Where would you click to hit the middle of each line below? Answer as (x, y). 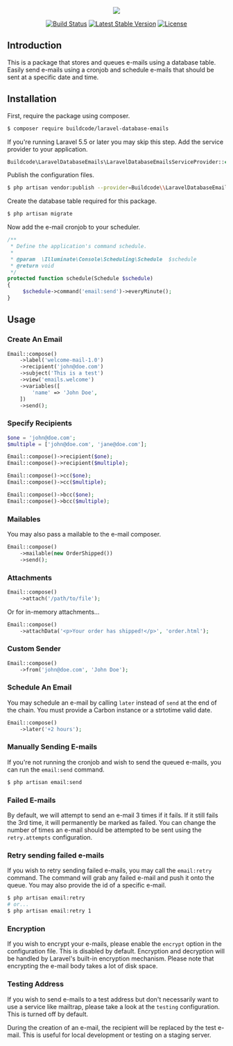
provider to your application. (48, 149)
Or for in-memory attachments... (53, 612)
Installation (32, 99)
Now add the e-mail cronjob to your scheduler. (74, 227)
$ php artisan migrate (40, 214)
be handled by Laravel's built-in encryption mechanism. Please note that (111, 958)
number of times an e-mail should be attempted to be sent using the (105, 830)
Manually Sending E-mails (52, 747)
